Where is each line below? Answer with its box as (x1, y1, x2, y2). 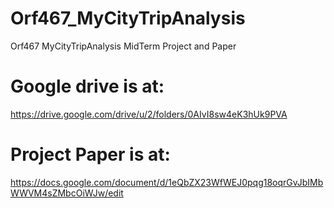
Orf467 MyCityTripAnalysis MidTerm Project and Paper (10, 40, 237, 52)
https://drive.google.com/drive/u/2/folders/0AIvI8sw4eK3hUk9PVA (10, 108, 288, 120)
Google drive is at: (10, 75, 165, 98)
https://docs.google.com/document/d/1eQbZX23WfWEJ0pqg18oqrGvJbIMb (10, 176, 324, 188)
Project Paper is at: (10, 143, 171, 166)
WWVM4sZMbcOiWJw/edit (10, 187, 124, 199)
